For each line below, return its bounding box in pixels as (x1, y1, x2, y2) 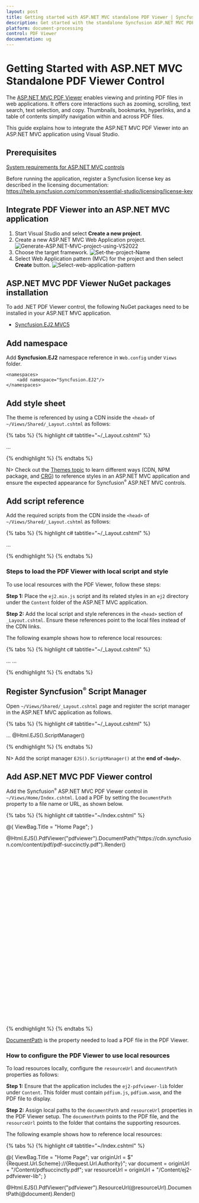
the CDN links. (6, 623, 41, 630)
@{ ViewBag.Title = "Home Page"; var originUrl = (6, 1154, 126, 1161)
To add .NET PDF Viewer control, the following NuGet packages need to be (6, 303, 190, 311)
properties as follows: (6, 1071, 59, 1079)
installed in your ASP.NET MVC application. (6, 309, 111, 317)
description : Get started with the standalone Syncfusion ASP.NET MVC (6, 20, 184, 25)
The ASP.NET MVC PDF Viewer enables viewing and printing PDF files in (6, 94, 184, 101)
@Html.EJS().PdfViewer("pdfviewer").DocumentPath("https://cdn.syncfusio (6, 835, 191, 842)
